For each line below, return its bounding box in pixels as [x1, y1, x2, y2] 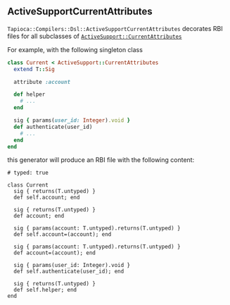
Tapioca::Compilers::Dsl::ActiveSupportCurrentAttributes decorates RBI [7, 24, 223, 32]
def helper [13, 91, 46, 98]
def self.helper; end [13, 287, 77, 294]
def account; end [13, 213, 65, 220]
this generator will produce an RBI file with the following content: [7, 156, 195, 164]
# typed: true [7, 169, 49, 177]
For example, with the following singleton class [7, 45, 143, 54]
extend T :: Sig [13, 66, 55, 73]
